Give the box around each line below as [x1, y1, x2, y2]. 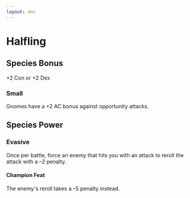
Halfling [6, 34, 47, 48]
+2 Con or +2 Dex [6, 74, 50, 81]
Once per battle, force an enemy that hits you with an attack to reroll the [6, 151, 184, 159]
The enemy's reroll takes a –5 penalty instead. [6, 185, 120, 192]
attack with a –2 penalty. [6, 158, 67, 165]
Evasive [6, 138, 30, 147]
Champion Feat [6, 172, 45, 179]
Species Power [6, 120, 64, 130]
